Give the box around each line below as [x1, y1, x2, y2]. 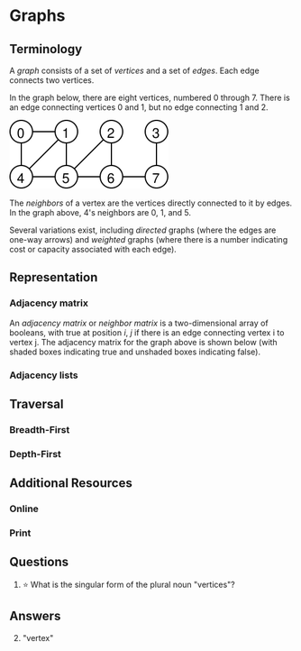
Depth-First [9, 447, 61, 460]
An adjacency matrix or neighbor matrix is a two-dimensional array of [9, 317, 269, 328]
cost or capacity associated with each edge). [9, 244, 178, 254]
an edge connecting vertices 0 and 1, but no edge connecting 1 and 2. [9, 102, 269, 113]
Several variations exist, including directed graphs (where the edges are [9, 225, 277, 235]
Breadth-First [9, 423, 70, 436]
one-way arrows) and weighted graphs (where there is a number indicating [9, 234, 288, 244]
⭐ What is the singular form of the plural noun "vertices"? [22, 579, 236, 590]
